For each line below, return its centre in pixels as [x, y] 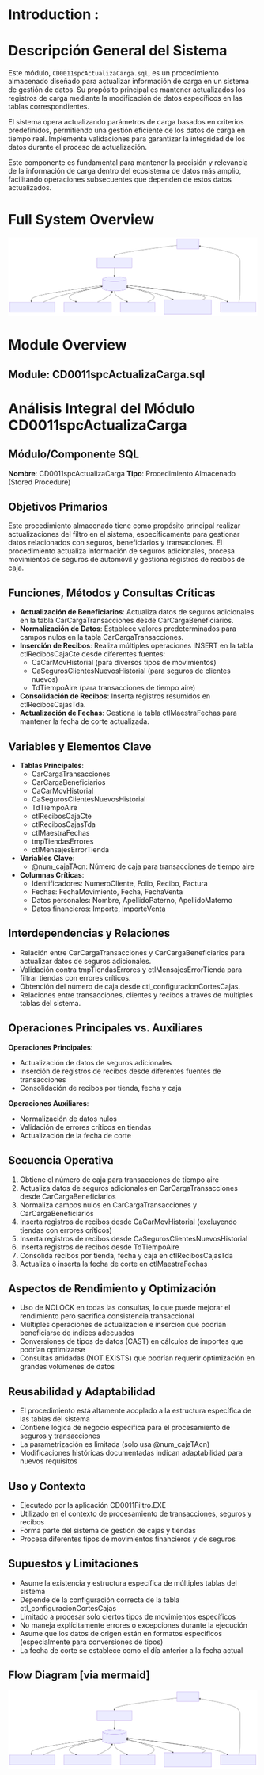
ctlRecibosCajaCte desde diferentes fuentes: [92, 654]
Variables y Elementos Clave [80, 746]
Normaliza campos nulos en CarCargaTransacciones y [108, 1205]
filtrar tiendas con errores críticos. [75, 977]
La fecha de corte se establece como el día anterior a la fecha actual [131, 1650]
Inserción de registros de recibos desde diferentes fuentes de [120, 1071]
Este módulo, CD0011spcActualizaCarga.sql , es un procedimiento [113, 73]
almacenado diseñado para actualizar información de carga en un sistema [129, 82]
